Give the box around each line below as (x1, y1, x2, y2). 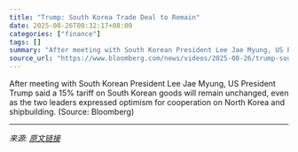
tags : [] (9, 37, 42, 47)
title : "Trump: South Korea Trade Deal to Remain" (9, 12, 200, 22)
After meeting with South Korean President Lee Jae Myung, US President (9, 79, 277, 88)
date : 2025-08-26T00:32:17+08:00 (9, 21, 133, 30)
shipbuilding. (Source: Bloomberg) (9, 107, 135, 117)
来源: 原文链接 (9, 133, 60, 143)
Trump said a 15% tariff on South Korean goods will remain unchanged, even (9, 87, 289, 98)
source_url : (9, 54, 53, 63)
